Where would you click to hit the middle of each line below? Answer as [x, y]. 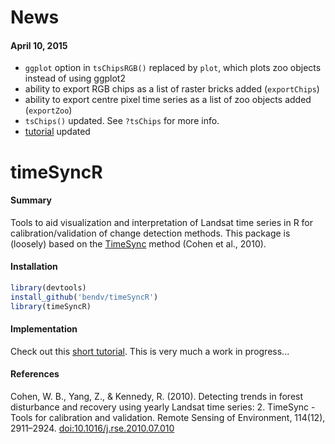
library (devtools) [48, 287]
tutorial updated [57, 132]
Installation [34, 267]
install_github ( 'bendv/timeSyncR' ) [84, 297]
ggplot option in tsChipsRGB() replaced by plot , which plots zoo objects [173, 68]
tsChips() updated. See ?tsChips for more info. [122, 121]
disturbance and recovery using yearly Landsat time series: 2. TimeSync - [163, 407]
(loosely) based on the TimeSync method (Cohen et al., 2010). [138, 243]
